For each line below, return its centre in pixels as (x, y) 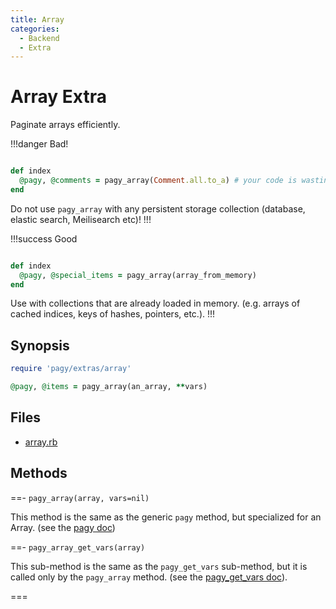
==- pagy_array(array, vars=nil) (80, 497)
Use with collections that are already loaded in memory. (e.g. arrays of (155, 303)
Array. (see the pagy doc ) (63, 527)
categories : (35, 29)
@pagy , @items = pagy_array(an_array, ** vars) (109, 387)
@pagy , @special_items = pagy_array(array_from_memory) (138, 275)
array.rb (41, 442)
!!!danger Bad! (39, 144)
